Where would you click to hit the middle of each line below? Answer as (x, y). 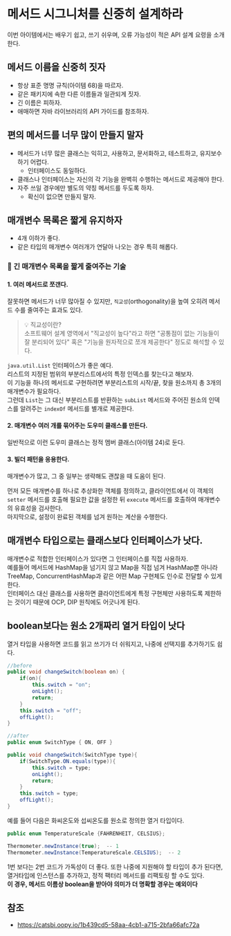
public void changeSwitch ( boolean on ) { (66, 672)
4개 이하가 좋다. (39, 238)
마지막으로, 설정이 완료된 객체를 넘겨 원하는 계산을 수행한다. (87, 516)
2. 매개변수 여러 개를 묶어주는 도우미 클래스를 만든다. (77, 426)
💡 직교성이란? (43, 324)
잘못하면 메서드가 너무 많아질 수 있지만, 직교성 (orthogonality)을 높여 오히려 (107, 301)
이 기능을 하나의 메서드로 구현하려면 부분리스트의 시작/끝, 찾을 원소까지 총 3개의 (114, 382)
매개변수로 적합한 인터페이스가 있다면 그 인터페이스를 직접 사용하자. (98, 559)
